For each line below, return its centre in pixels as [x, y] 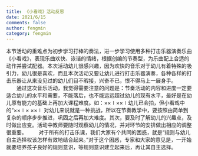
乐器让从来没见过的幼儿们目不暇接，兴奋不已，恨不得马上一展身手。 [94, 81]
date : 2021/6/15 [26, 17]
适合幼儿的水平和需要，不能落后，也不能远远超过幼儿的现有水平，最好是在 [96, 96]
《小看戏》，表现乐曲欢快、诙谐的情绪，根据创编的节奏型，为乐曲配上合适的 [98, 58]
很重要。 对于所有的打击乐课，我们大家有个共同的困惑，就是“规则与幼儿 [98, 132]
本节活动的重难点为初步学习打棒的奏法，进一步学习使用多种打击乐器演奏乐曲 [99, 51]
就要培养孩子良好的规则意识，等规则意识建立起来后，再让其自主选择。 [91, 147]
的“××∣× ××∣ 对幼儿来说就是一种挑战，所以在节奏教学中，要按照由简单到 [97, 110]
